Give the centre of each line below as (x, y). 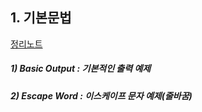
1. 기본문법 (41, 18)
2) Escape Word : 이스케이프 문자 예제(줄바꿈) (101, 95)
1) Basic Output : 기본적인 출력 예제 (81, 69)
